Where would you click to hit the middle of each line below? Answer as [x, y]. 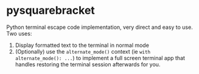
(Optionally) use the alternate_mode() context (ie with [83, 51]
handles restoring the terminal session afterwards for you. [88, 64]
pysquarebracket [51, 11]
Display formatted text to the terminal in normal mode [82, 45]
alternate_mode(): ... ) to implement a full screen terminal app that [100, 58]
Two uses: [19, 33]
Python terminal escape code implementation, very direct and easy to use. [100, 27]
